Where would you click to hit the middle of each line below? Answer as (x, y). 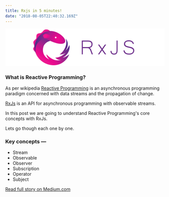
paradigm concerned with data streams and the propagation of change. (80, 93)
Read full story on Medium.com (38, 189)
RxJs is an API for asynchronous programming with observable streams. (80, 103)
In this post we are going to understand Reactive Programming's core (78, 113)
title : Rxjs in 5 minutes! (34, 11)
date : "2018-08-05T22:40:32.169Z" (42, 16)
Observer (23, 163)
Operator (22, 174)
